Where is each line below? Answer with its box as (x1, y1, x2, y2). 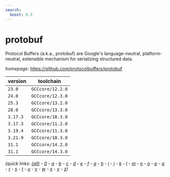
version (8, 78, 27, 85)
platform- (142, 51, 162, 57)
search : (5, 7, 22, 13)
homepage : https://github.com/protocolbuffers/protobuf (5, 66, 122, 72)
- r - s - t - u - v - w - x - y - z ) (5, 166, 68, 172)
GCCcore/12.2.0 (31, 86, 68, 92)
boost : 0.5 (10, 12, 33, 17)
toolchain (37, 78, 62, 85)
